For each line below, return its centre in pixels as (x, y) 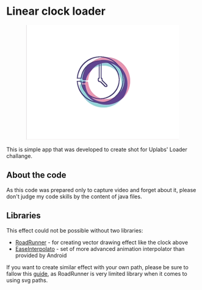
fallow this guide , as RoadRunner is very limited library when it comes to (97, 273)
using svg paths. (27, 280)
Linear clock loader (56, 11)
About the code (36, 175)
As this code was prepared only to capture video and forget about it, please (101, 190)
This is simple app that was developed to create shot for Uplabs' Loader (97, 149)
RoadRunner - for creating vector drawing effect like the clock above (101, 242)
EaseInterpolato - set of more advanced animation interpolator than (100, 248)
